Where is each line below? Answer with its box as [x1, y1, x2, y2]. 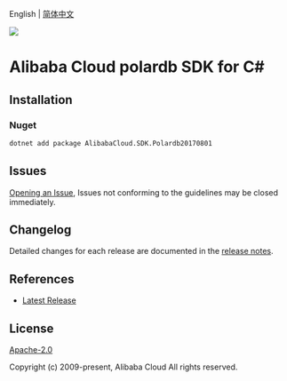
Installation [9, 92, 73, 107]
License [9, 321, 54, 336]
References [9, 271, 75, 287]
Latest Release [21, 295, 77, 306]
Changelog [9, 222, 72, 237]
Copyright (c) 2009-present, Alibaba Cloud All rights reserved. [9, 361, 238, 372]
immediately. [9, 196, 56, 207]
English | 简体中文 [9, 9, 75, 19]
